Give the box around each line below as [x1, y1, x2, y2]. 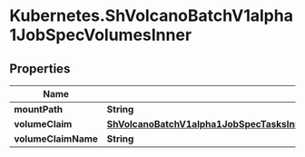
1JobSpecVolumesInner [9, 25, 192, 45]
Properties [9, 61, 71, 76]
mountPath [14, 103, 64, 115]
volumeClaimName [14, 132, 98, 145]
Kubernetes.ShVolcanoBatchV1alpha [9, 5, 293, 26]
